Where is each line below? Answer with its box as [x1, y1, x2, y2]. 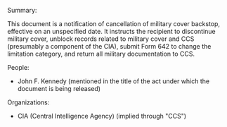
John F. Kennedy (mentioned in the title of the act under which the [17, 77, 210, 85]
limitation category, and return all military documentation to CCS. [7, 49, 195, 58]
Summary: [7, 6, 37, 14]
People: [7, 64, 30, 71]
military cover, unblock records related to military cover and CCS [7, 35, 195, 43]
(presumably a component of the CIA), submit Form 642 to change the [7, 42, 212, 50]
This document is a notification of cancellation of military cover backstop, [7, 20, 220, 28]
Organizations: [7, 98, 50, 107]
